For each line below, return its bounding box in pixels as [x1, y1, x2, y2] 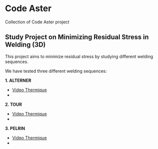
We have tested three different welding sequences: [5, 68, 107, 74]
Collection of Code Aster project [5, 19, 69, 25]
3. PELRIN [5, 125, 25, 131]
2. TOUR [5, 101, 22, 107]
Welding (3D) [5, 41, 46, 49]
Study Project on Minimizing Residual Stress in [5, 33, 149, 41]
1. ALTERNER [5, 77, 32, 83]
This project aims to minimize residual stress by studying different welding [5, 53, 154, 59]
